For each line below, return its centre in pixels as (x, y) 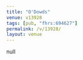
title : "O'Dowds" (28, 12)
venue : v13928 (24, 18)
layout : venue (24, 35)
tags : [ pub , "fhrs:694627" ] (42, 23)
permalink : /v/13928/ (34, 29)
